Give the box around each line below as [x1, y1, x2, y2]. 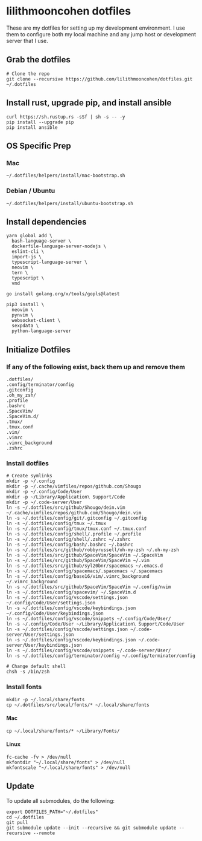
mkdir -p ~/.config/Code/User [6, 489, 83, 495]
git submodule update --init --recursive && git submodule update [6, 825, 177, 831]
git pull [6, 819, 28, 825]
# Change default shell [6, 664, 66, 670]
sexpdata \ [11, 322, 39, 329]
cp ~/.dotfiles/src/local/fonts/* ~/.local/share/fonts [6, 702, 150, 708]
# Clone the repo [6, 71, 50, 77]
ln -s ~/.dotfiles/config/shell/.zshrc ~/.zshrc [6, 537, 131, 543]
